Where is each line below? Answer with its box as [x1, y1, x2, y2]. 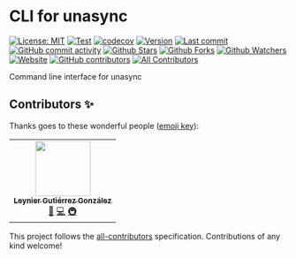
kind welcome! [9, 240, 63, 251]
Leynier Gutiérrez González [13, 195, 112, 205]
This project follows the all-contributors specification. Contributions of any [9, 231, 281, 241]
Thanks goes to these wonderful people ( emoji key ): [9, 120, 200, 131]
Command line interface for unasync [9, 71, 142, 81]
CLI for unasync [9, 6, 128, 27]
